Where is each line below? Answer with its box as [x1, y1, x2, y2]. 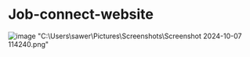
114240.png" [8, 39, 49, 48]
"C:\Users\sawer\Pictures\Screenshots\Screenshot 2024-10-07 [38, 31, 242, 41]
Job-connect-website [8, 5, 154, 23]
